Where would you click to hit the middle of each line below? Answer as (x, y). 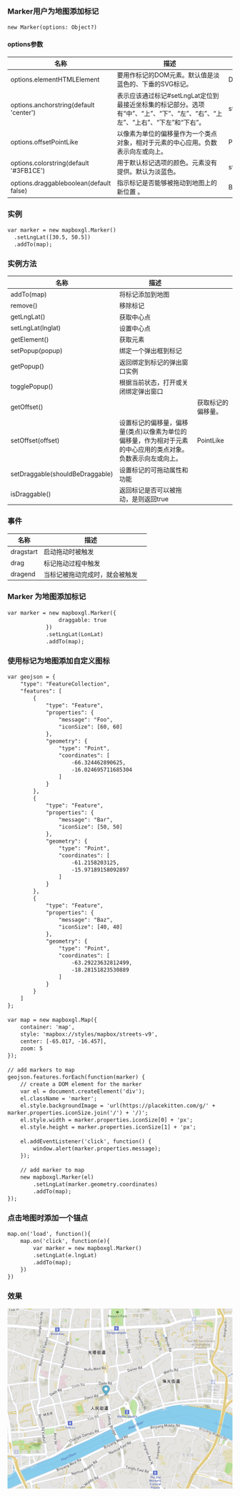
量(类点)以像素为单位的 (153, 432)
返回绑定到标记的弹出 (150, 362)
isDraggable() (31, 494)
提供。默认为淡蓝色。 (148, 172)
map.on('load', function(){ (49, 1234)
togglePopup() (32, 387)
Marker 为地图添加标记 (47, 597)
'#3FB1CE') (27, 170)
